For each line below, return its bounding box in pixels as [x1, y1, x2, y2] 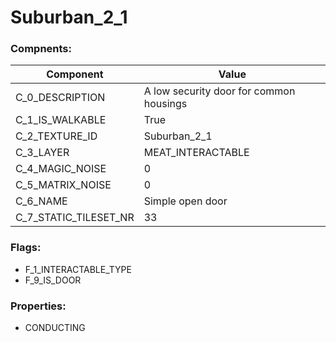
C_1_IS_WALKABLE [15, 113, 107, 127]
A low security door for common [143, 84, 296, 98]
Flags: [10, 241, 42, 255]
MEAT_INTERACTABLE [143, 146, 250, 160]
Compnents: [10, 42, 72, 56]
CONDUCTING [24, 322, 86, 334]
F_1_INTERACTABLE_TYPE [24, 263, 132, 275]
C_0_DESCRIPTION [15, 91, 106, 105]
